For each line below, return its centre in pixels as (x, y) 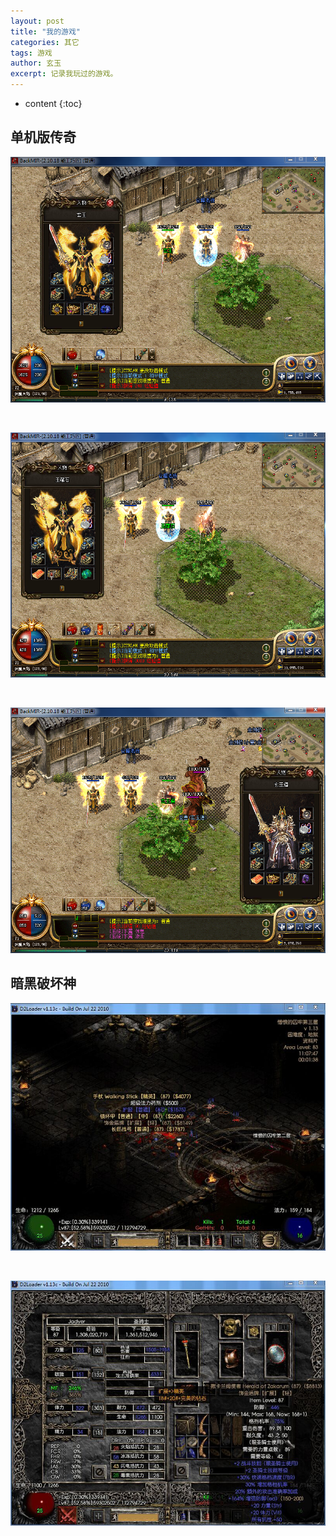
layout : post (37, 21)
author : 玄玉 (36, 63)
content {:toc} (53, 103)
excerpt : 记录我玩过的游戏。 (64, 74)
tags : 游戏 (31, 53)
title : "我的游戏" (46, 31)
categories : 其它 (45, 42)
